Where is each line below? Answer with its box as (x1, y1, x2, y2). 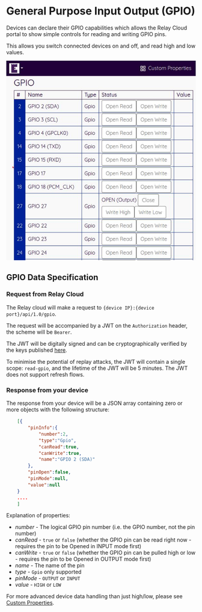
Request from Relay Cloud (6, 290, 84, 299)
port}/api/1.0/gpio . (6, 310, 57, 317)
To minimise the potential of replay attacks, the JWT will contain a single (6, 358, 185, 365)
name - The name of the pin (14, 562, 85, 569)
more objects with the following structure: (6, 406, 110, 413)
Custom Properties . (6, 599, 55, 607)
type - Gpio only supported (14, 568, 82, 576)
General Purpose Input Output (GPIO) (6, 4, 195, 18)
